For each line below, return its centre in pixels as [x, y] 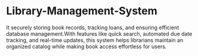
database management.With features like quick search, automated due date [99, 33]
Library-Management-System [82, 11]
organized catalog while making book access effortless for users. [86, 46]
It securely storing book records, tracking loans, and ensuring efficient [93, 27]
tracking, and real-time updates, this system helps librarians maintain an [95, 40]
